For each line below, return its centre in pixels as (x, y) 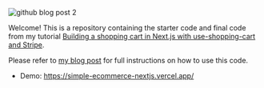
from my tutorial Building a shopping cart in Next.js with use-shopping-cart (132, 36)
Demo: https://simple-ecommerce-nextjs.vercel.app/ (107, 76)
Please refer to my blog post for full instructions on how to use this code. (128, 60)
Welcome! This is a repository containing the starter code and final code (127, 28)
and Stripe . (26, 45)
